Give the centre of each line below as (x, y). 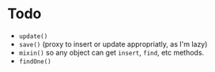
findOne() (35, 61)
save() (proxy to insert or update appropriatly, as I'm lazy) (113, 44)
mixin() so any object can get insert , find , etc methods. (111, 52)
